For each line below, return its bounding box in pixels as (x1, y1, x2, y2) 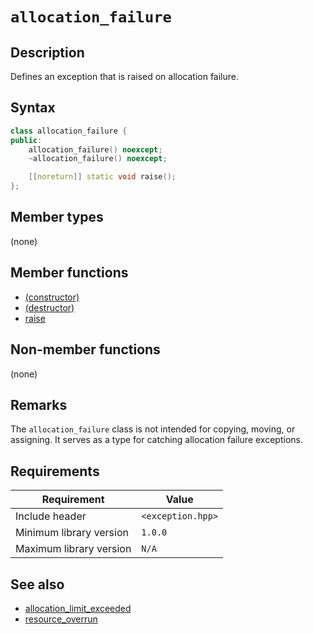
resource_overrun (24, 613, 98, 625)
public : (10, 135, 43, 145)
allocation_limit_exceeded (24, 602, 132, 614)
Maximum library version (15, 542, 132, 556)
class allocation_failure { (10, 126, 128, 136)
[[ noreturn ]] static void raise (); (28, 172, 177, 182)
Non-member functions (10, 341, 161, 358)
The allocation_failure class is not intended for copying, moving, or (10, 423, 296, 435)
